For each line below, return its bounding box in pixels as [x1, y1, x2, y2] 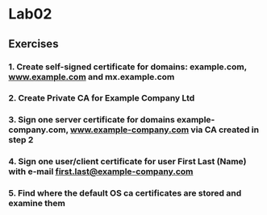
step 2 [8, 134, 34, 146]
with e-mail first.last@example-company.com [8, 166, 194, 177]
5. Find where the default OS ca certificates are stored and [8, 188, 242, 199]
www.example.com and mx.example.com [8, 71, 175, 82]
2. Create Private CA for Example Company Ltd [8, 93, 195, 104]
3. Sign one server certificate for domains [8, 114, 175, 126]
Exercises [8, 37, 59, 51]
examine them [8, 198, 66, 209]
